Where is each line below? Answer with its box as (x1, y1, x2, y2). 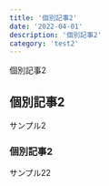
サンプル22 (9, 168, 52, 179)
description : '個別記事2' (9, 30, 103, 39)
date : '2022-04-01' (9, 22, 84, 31)
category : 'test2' (9, 38, 79, 48)
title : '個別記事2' (9, 13, 78, 23)
